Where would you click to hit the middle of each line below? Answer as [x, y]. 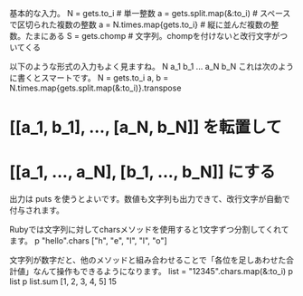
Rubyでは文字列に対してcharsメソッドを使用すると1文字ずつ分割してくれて [149, 230]
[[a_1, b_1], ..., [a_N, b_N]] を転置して [146, 127]
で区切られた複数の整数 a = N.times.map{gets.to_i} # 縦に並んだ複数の [140, 24]
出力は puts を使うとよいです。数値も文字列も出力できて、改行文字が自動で [150, 199]
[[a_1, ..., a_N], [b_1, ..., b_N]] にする [142, 172]
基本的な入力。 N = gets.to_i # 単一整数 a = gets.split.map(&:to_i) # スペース [150, 13]
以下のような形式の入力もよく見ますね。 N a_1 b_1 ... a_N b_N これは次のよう [152, 67]
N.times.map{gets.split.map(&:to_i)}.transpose [95, 88]
